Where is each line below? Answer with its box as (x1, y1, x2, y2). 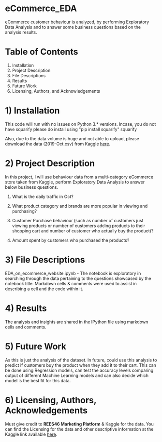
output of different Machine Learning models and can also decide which (5, 372, 149, 378)
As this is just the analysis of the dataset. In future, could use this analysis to (5, 357, 157, 363)
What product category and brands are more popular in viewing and (12, 203, 148, 209)
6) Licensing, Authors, (5, 394, 97, 406)
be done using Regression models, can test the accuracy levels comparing (5, 367, 154, 373)
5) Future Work (5, 341, 67, 352)
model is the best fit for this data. (5, 377, 71, 383)
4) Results (5, 303, 47, 313)
